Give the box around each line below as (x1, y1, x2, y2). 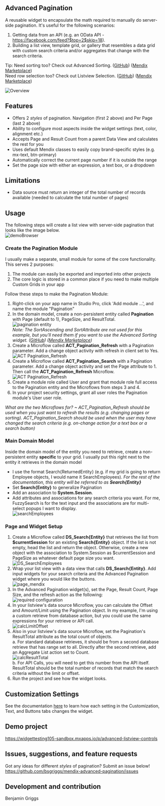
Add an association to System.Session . (12, 490, 93, 495)
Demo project (5, 722, 48, 731)
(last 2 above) (12, 120, 40, 126)
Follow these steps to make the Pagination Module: (5, 291, 109, 297)
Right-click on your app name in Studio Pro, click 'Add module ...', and (12, 300, 154, 306)
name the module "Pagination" (12, 306, 75, 312)
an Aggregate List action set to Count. (12, 649, 90, 655)
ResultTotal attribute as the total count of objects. (12, 633, 112, 640)
